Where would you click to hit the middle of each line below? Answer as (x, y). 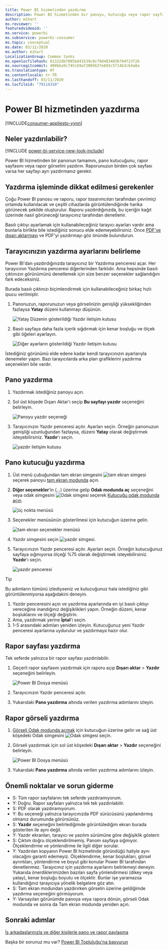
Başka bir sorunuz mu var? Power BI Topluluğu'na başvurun (67, 942)
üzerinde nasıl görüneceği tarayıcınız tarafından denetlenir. (66, 215)
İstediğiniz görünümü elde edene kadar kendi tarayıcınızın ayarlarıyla (76, 353)
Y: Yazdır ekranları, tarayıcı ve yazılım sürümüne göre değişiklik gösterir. (86, 835)
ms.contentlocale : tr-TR (31, 75)
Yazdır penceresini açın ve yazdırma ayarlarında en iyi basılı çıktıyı (80, 604)
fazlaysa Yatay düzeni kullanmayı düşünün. (57, 309)
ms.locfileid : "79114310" (32, 84)
